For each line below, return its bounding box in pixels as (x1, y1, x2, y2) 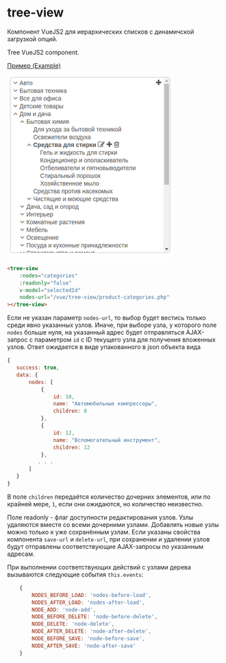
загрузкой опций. (7, 34, 58, 43)
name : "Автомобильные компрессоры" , (53, 401, 158, 407)
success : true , (16, 364, 60, 372)
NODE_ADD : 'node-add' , (32, 606, 97, 613)
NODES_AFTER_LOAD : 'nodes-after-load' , (32, 599, 146, 606)
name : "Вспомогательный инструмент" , (53, 436, 161, 444)
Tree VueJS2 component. (7, 48, 80, 56)
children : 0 (53, 407, 88, 415)
